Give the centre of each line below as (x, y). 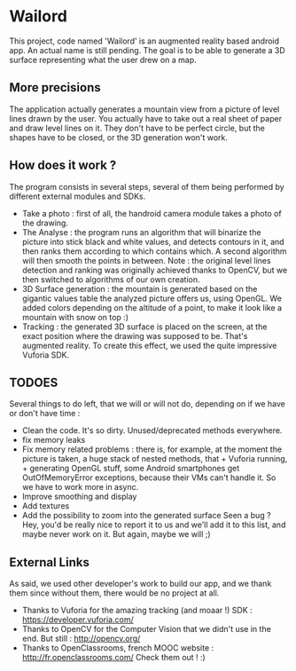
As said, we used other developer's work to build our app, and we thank (140, 584)
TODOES (34, 382)
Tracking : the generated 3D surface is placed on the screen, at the (144, 327)
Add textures (46, 506)
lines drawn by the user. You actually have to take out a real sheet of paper (145, 118)
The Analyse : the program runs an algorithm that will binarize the (141, 232)
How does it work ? (63, 166)
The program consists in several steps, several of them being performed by (147, 186)
